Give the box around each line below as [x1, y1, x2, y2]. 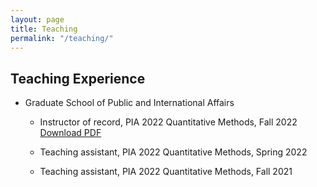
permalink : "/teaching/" [10, 33, 114, 43]
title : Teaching [10, 24, 78, 34]
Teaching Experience [10, 70, 146, 87]
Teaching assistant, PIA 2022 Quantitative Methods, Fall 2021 [39, 166, 293, 178]
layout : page [10, 14, 65, 25]
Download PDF [39, 127, 102, 139]
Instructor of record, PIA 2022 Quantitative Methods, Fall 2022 [39, 116, 298, 128]
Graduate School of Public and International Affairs [24, 97, 235, 109]
